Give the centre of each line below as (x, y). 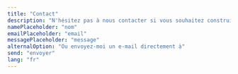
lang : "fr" (23, 60)
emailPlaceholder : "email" (47, 33)
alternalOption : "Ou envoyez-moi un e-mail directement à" (96, 47)
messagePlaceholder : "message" (53, 40)
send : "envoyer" (31, 54)
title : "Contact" (33, 14)
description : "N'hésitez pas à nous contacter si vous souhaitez (106, 20)
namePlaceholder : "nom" (42, 27)
